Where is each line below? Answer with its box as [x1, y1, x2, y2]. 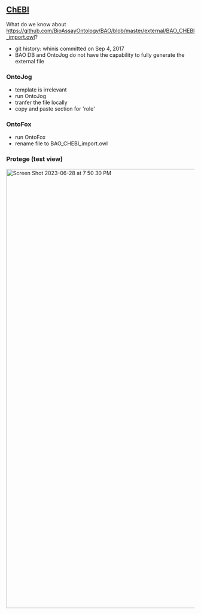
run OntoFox [14, 134, 46, 141]
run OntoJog [14, 93, 47, 100]
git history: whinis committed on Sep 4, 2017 [14, 45, 124, 52]
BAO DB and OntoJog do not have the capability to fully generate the [14, 51, 185, 59]
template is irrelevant [14, 86, 67, 93]
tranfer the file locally [14, 99, 68, 106]
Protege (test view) [6, 155, 63, 163]
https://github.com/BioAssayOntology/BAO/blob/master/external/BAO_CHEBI [6, 27, 195, 34]
